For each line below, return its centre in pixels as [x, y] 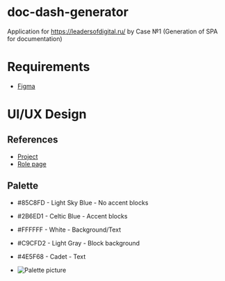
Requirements [49, 67]
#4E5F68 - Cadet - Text [51, 256]
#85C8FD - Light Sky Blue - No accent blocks [83, 202]
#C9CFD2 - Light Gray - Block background [78, 243]
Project [27, 156]
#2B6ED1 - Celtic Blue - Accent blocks [72, 216]
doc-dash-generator [68, 12]
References [33, 140]
